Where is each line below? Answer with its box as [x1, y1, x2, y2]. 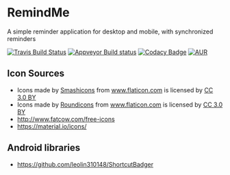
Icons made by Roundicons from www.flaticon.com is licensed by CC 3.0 [16, 100, 223, 109]
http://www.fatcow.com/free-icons [16, 115, 115, 123]
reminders [7, 34, 36, 42]
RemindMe [7, 5, 70, 21]
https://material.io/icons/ [16, 122, 87, 131]
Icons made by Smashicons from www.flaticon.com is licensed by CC [16, 85, 214, 94]
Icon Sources [7, 68, 65, 79]
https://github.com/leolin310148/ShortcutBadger [16, 160, 154, 168]
